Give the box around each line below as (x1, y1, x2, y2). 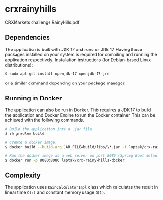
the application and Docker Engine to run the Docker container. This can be (5, 112, 156, 118)
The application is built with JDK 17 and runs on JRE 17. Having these (5, 46, 142, 52)
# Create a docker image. (5, 140, 57, 145)
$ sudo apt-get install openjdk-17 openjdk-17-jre (5, 71, 110, 76)
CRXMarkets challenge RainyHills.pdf (5, 19, 80, 25)
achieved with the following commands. (5, 117, 85, 123)
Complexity (5, 171, 41, 180)
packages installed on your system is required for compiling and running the (5, 51, 158, 57)
